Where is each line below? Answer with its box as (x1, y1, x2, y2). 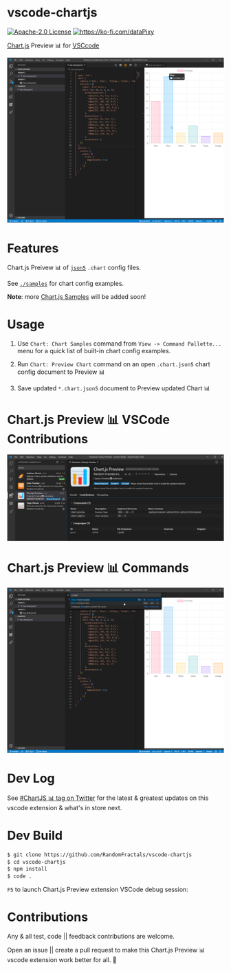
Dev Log (7, 770, 55, 786)
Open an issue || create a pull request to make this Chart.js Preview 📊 (7, 946, 206, 955)
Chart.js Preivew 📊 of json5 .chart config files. (7, 263, 142, 272)
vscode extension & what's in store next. (7, 803, 122, 812)
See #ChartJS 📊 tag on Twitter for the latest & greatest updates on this (7, 794, 209, 802)
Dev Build (7, 827, 63, 843)
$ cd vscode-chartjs (7, 858, 67, 865)
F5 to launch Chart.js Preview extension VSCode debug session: (7, 885, 189, 894)
